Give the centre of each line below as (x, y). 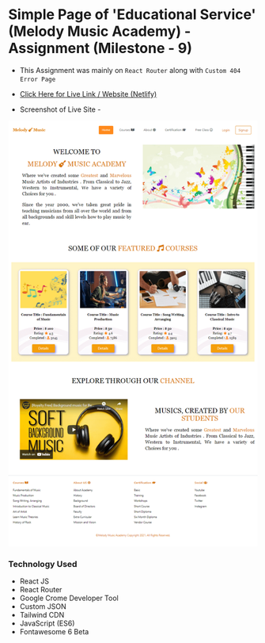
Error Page (38, 79)
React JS (34, 581)
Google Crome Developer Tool (69, 598)
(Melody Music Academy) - (100, 31)
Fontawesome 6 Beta (54, 631)
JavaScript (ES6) (47, 623)
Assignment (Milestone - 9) (100, 48)
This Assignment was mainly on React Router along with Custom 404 (130, 70)
